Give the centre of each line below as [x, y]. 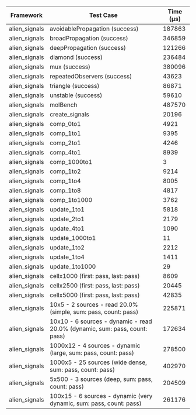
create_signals [69, 114]
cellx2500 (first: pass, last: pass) [94, 285]
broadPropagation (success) [89, 38]
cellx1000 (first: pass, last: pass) [94, 276]
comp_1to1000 [71, 200]
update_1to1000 [73, 267]
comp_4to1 [65, 152]
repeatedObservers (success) [91, 76]
